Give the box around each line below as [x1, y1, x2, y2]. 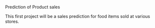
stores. [5, 19, 19, 24]
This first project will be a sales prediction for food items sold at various [5, 14, 150, 19]
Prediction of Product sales [5, 4, 61, 10]
